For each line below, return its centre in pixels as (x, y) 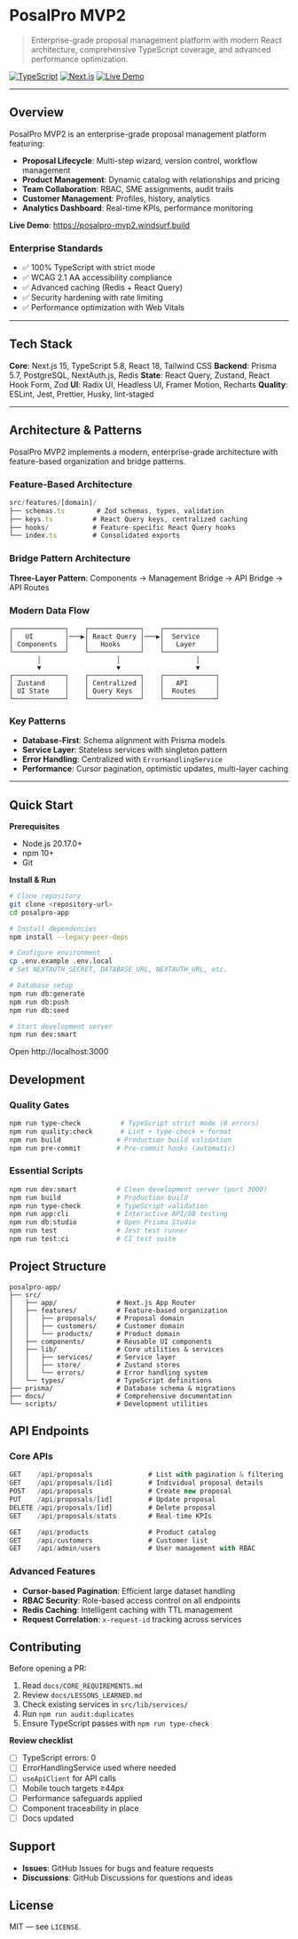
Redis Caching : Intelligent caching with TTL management (127, 1609)
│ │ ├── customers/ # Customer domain (97, 1326)
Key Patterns (38, 721)
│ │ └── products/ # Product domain (94, 1334)
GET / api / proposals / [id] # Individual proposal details (137, 1483)
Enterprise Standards (56, 248)
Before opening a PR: (48, 1669)
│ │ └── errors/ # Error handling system (109, 1373)
